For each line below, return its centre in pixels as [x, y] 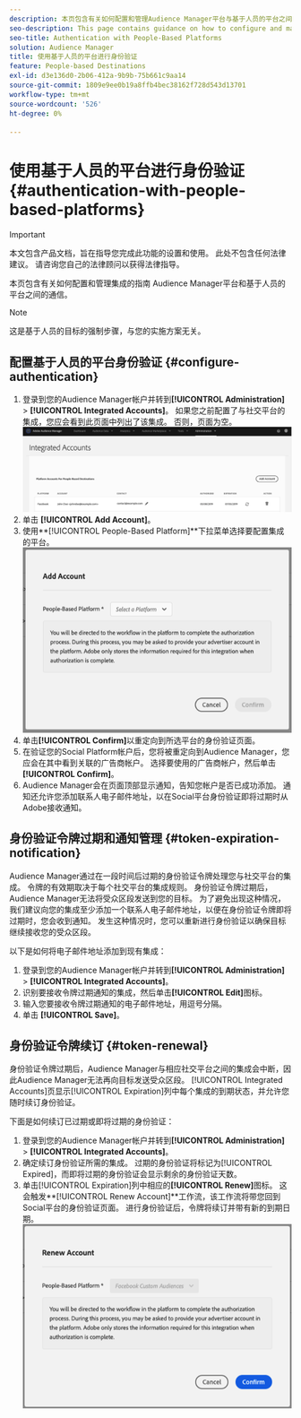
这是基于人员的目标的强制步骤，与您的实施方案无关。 [107, 331]
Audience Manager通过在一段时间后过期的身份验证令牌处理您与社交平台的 [146, 876]
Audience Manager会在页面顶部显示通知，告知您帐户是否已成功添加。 [151, 785]
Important [27, 235]
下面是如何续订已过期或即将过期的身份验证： [92, 1121]
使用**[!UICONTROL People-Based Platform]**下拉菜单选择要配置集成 [153, 531]
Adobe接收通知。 [54, 808]
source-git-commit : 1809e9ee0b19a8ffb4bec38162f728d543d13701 [128, 85]
